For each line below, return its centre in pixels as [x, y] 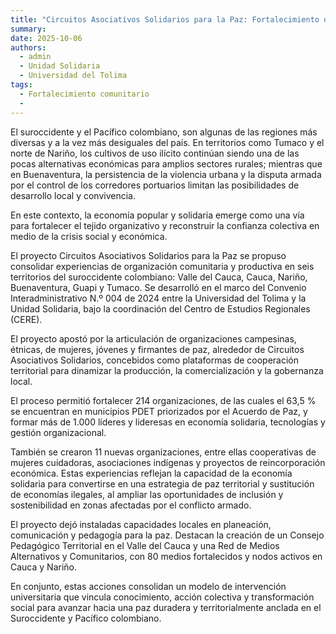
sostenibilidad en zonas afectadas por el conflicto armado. [131, 505]
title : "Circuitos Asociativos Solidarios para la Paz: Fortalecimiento [165, 19]
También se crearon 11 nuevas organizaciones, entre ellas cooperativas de [163, 452]
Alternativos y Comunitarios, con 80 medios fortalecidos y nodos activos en [166, 556]
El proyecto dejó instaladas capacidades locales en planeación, [141, 524]
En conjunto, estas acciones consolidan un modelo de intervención [148, 586]
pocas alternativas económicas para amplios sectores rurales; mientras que [166, 163]
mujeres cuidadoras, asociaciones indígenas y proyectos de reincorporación [168, 462]
